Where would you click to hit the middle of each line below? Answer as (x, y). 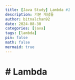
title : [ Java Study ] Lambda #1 (38, 10)
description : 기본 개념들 (29, 14)
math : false (17, 42)
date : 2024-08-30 (23, 24)
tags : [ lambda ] (21, 33)
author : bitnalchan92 (28, 19)
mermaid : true (20, 47)
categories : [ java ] (25, 28)
